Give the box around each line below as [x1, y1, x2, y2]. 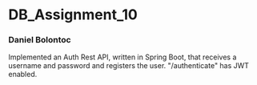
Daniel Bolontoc [8, 34, 71, 46]
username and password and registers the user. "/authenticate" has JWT [8, 61, 250, 71]
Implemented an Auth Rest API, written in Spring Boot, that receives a [8, 52, 237, 62]
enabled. [8, 70, 38, 79]
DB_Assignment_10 [8, 6, 138, 24]
